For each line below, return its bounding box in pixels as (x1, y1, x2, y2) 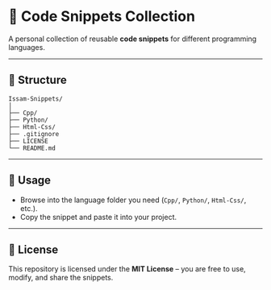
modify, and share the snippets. (8, 273, 114, 283)
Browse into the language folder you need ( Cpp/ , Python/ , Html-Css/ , (19, 195, 247, 205)
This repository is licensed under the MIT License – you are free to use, (8, 264, 246, 274)
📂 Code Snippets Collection (8, 7, 196, 26)
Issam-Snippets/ (8, 94, 63, 103)
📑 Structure (8, 73, 67, 87)
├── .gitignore (8, 130, 60, 138)
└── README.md (8, 144, 56, 152)
